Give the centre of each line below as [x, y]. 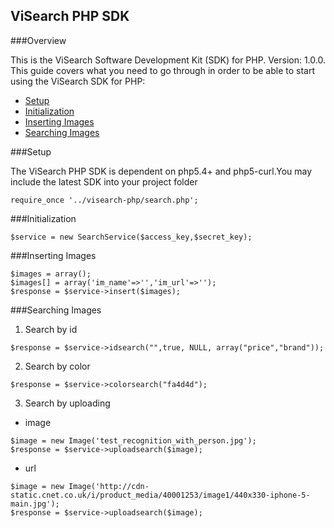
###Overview [38, 40]
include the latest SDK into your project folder [104, 181]
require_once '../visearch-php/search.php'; [104, 200]
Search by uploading [67, 403]
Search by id [51, 329]
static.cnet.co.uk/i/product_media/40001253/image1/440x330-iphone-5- [160, 495]
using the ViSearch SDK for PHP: [78, 81]
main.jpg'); [35, 504]
